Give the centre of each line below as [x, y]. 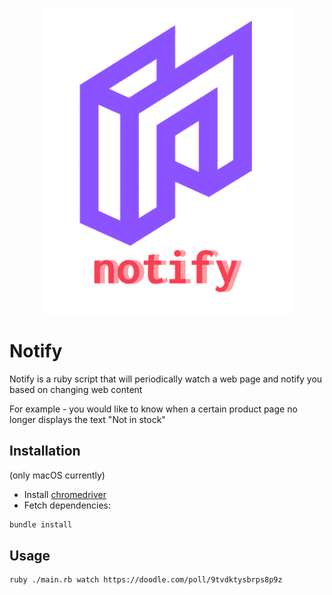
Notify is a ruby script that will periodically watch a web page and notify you [166, 379]
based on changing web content [76, 389]
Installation [45, 451]
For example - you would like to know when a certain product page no [153, 409]
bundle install [41, 524]
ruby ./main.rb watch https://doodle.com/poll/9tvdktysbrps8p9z [146, 580]
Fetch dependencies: [67, 505]
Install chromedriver [65, 494]
